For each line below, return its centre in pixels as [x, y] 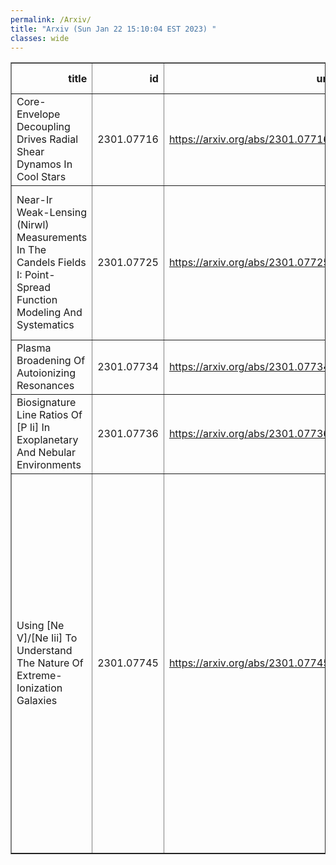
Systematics [45, 325]
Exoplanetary [47, 440]
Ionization [39, 688]
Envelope [38, 114]
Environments [49, 465]
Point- [40, 275]
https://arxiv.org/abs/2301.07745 [249, 663]
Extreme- [39, 676]
